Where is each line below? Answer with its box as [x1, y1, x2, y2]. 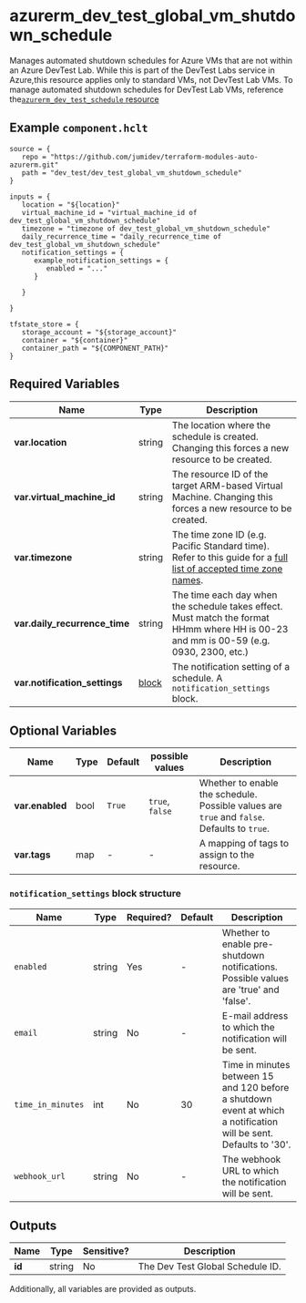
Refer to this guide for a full [171, 550, 289, 563]
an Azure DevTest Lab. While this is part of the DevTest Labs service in [9, 65, 276, 76]
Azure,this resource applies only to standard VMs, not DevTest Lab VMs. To [9, 74, 293, 85]
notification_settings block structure [9, 887, 182, 900]
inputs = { [9, 192, 51, 201]
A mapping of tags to [199, 837, 290, 850]
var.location [14, 436, 67, 448]
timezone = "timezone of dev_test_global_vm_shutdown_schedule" [21, 224, 271, 233]
